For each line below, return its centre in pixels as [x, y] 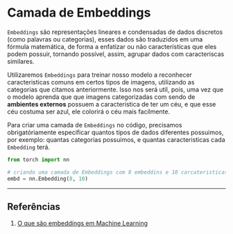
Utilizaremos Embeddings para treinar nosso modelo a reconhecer [100, 75]
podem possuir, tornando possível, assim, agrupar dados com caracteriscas [116, 54]
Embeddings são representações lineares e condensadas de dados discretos [115, 32]
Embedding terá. [29, 147]
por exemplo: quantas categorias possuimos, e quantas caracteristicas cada [116, 139]
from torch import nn [38, 160]
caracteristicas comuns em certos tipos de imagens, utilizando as [101, 82]
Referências [34, 207]
